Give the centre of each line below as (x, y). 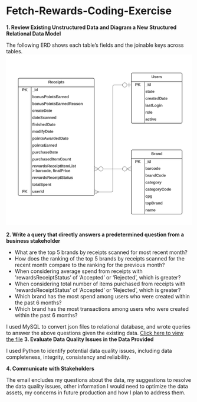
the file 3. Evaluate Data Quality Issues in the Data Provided (80, 339)
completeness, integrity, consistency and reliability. (68, 357)
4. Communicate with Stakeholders (50, 368)
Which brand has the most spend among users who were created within (102, 296)
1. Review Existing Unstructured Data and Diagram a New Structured (91, 27)
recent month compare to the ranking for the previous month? (90, 265)
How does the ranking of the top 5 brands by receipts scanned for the (99, 258)
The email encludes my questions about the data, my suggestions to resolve (99, 380)
